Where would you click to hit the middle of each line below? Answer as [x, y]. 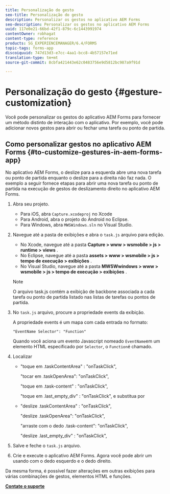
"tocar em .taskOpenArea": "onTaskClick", [65, 376]
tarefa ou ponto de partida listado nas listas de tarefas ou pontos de [84, 297]
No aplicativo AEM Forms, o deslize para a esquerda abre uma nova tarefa [83, 172]
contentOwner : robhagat [31, 34]
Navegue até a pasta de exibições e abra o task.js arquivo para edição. [88, 235]
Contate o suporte [25, 486]
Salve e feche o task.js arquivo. [47, 446]
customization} [39, 103]
